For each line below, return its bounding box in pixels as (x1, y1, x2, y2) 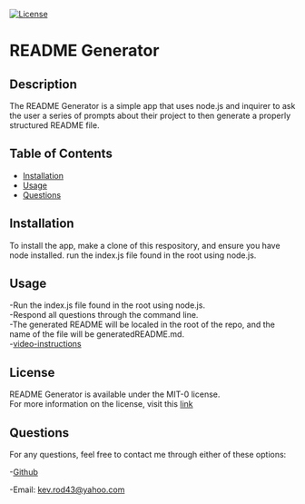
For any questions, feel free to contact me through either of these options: (9, 450, 287, 460)
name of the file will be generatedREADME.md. (9, 329, 184, 340)
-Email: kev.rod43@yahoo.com (9, 484, 125, 495)
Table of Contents (9, 146, 113, 162)
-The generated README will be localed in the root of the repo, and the (9, 319, 275, 331)
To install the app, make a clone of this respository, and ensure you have (9, 240, 280, 251)
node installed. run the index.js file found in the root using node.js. (9, 250, 257, 261)
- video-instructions (9, 339, 82, 350)
